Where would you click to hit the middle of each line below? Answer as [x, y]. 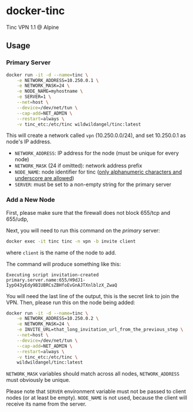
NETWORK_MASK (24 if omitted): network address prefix [78, 166]
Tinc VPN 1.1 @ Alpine [32, 27]
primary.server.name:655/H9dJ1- [46, 280]
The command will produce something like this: [63, 264]
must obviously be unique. [38, 380]
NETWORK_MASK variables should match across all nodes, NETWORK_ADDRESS [93, 374]
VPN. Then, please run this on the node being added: [71, 302]
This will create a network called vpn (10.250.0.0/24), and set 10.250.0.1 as [96, 135]
